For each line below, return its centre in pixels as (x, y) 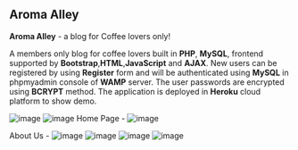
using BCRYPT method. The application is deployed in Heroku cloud (135, 91)
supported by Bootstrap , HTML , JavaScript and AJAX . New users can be (143, 62)
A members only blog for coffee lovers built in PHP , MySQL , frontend (137, 54)
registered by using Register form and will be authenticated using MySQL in (149, 72)
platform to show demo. (53, 101)
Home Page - (101, 118)
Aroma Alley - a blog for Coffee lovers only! (90, 36)
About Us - (29, 135)
